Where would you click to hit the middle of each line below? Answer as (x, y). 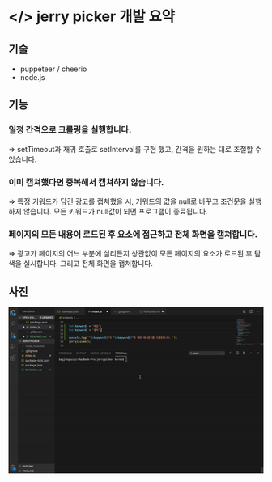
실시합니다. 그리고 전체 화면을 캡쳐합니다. (88, 264)
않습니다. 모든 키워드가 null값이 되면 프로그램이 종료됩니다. (115, 211)
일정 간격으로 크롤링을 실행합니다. (70, 130)
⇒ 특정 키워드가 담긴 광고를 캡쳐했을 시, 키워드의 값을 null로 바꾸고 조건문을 (127, 201)
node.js (33, 77)
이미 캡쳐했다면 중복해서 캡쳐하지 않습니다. (86, 182)
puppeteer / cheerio (53, 69)
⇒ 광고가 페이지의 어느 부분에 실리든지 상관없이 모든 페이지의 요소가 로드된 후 (130, 254)
